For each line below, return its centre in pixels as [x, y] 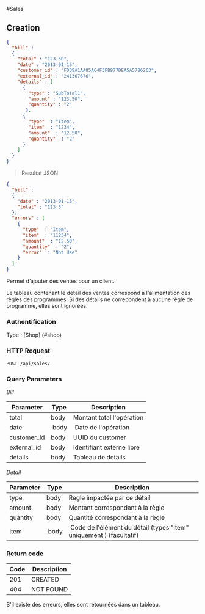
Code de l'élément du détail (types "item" [129, 527]
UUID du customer [99, 437]
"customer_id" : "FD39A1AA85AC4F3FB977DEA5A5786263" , [87, 71]
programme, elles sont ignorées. [47, 306]
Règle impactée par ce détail [110, 497]
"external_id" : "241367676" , [56, 76]
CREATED [45, 580]
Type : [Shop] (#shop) [34, 335]
